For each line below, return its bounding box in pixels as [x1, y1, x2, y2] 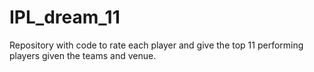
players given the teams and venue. [9, 49, 157, 61]
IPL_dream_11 [9, 6, 121, 29]
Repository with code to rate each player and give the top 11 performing [9, 39, 304, 51]
